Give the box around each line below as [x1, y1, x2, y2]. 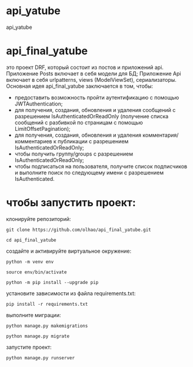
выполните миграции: [6, 311, 61, 319]
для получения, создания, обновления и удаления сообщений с [14, 106, 176, 113]
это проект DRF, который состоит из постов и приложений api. [6, 64, 164, 71]
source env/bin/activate [6, 269, 67, 275]
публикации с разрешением [58, 137, 129, 145]
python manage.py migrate [6, 333, 69, 339]
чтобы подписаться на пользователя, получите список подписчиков [14, 163, 187, 170]
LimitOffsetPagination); [14, 125, 71, 132]
